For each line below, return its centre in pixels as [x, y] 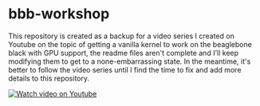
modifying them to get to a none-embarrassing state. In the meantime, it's [130, 61]
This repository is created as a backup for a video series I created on [122, 36]
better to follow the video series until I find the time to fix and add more [125, 69]
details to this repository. [49, 78]
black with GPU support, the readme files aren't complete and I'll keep [124, 53]
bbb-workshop [59, 14]
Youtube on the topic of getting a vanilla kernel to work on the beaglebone [130, 44]
